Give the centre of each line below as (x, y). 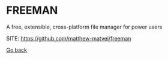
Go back (17, 50)
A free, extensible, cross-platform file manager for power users (84, 27)
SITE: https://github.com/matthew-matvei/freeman (69, 38)
